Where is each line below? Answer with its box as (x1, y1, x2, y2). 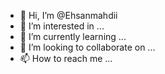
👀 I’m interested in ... (19, 20, 105, 32)
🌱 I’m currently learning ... (19, 31, 127, 42)
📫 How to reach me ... (19, 53, 113, 64)
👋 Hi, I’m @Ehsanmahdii (19, 10, 118, 21)
